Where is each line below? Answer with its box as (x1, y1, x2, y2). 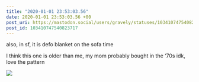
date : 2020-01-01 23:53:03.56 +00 (6, 14, 92, 20)
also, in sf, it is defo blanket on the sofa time (6, 41, 114, 48)
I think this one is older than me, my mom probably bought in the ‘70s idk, (6, 52, 185, 59)
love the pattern (6, 59, 45, 66)
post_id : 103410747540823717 (6, 25, 78, 31)
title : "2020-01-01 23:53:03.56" (6, 8, 89, 15)
